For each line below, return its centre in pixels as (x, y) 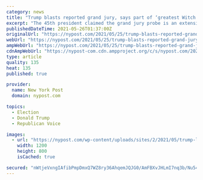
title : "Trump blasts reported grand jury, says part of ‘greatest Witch (101, 18)
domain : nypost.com (36, 96)
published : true (27, 74)
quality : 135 (23, 62)
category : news (25, 12)
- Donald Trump (31, 118)
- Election (25, 112)
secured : (17, 168)
